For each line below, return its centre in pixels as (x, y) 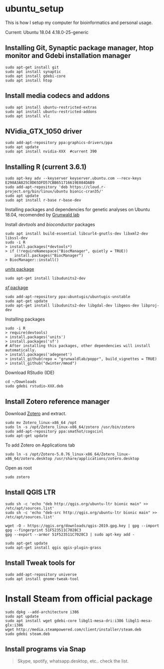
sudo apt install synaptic (33, 71)
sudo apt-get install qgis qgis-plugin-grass (53, 547)
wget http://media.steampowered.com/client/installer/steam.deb (73, 629)
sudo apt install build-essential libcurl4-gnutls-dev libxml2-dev (77, 234)
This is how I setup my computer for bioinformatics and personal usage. (79, 22)
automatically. (21, 350)
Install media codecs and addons (57, 96)
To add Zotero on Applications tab (40, 445)
